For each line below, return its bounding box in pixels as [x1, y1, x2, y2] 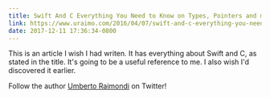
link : [8, 19, 27, 27]
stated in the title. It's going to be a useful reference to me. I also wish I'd [8, 57, 250, 67]
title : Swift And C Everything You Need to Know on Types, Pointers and [8, 11, 257, 20]
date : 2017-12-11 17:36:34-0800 [8, 27, 117, 35]
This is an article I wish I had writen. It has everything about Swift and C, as [8, 49, 257, 59]
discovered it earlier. [8, 66, 76, 76]
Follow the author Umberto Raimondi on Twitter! [8, 81, 167, 91]
